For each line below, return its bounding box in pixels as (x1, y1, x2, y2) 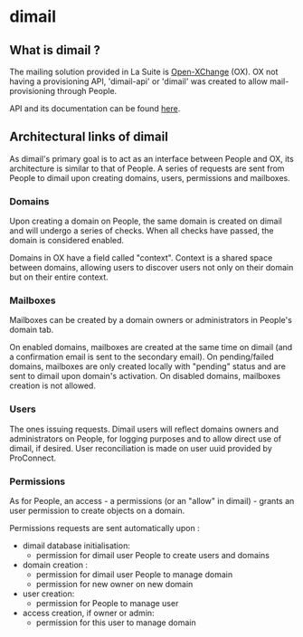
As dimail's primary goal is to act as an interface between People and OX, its (9, 153, 294, 164)
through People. (57, 86, 118, 96)
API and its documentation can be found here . (9, 103, 181, 114)
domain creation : (22, 559, 89, 570)
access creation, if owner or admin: (22, 608, 156, 618)
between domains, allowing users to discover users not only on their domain (9, 262, 294, 273)
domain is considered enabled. (9, 235, 125, 246)
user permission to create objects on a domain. (9, 505, 185, 516)
